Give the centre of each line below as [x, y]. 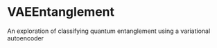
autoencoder [25, 38]
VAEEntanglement [61, 12]
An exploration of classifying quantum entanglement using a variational [109, 31]
